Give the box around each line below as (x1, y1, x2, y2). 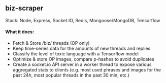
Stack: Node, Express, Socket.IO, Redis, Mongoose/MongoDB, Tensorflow (5, 17, 160, 23)
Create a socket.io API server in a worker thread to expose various (12, 61, 152, 67)
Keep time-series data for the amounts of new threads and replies (12, 45, 151, 52)
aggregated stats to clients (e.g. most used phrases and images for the (12, 67, 161, 73)
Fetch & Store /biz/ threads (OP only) (12, 40, 90, 46)
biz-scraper (5, 4, 44, 13)
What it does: (5, 29, 35, 35)
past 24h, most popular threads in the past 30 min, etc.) (12, 72, 129, 78)
